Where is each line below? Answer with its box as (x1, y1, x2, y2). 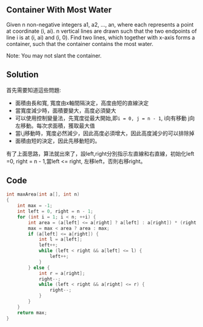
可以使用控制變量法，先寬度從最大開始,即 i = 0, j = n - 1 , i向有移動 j (15, 114, 190, 122)
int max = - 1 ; (17, 203, 53, 209)
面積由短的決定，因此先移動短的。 (15, 137, 101, 144)
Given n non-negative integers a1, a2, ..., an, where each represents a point (6, 21, 194, 28)
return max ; (17, 309, 47, 315)
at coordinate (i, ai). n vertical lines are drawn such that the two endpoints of (6, 27, 197, 35)
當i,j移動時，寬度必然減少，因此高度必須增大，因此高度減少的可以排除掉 (15, 130, 195, 137)
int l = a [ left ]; (38, 236, 83, 243)
